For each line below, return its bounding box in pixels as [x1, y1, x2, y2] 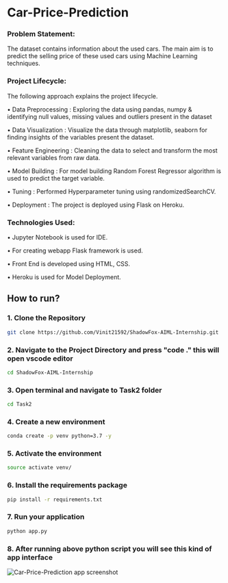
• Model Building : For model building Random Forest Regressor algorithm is [7, 166, 221, 175]
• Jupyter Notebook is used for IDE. [7, 233, 108, 242]
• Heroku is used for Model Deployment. [7, 273, 121, 281]
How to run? [7, 293, 60, 305]
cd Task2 [7, 401, 32, 408]
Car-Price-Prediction [7, 5, 129, 21]
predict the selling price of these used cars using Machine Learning [7, 52, 198, 60]
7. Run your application [7, 512, 85, 521]
